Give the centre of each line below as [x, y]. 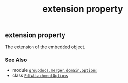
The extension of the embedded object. [45, 47]
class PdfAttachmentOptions [40, 75]
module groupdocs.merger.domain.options [55, 70]
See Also [16, 60]
